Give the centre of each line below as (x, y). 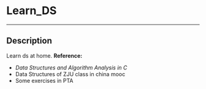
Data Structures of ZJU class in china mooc (70, 74)
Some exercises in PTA (44, 80)
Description (29, 41)
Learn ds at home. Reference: (44, 55)
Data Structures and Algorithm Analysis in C (71, 68)
